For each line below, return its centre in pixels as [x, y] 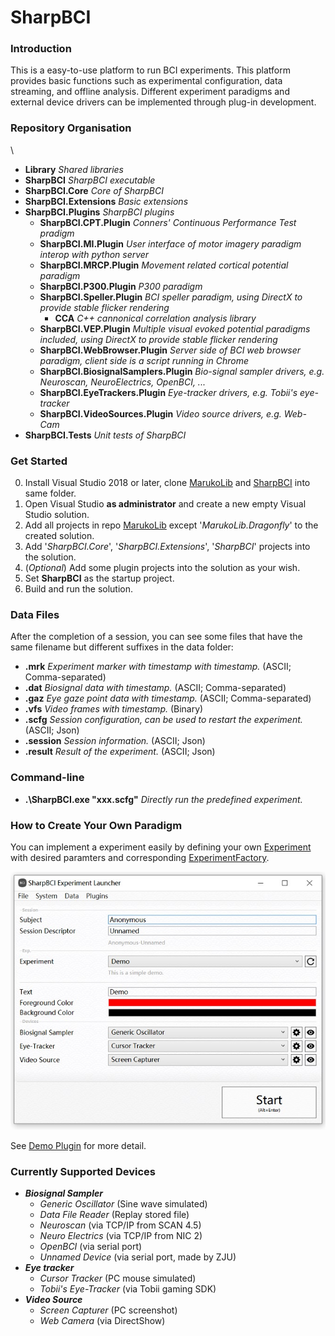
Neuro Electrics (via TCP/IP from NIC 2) [121, 1236]
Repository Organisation [71, 128]
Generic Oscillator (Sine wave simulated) [123, 1204]
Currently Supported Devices [83, 1171]
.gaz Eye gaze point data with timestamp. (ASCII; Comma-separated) [168, 698]
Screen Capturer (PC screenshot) [108, 1310]
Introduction [41, 49]
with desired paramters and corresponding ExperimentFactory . [140, 857]
